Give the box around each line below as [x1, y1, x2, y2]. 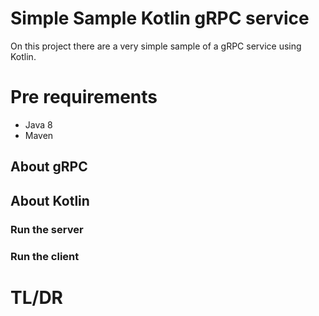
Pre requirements [10, 86, 158, 109]
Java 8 [24, 118, 53, 131]
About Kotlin [10, 192, 90, 209]
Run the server [10, 222, 84, 236]
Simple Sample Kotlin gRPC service [10, 7, 310, 30]
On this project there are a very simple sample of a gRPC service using [10, 40, 302, 52]
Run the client [10, 249, 80, 263]
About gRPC [10, 158, 88, 176]
